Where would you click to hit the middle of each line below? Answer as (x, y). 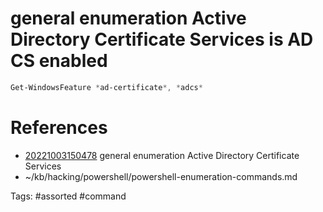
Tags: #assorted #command (68, 196)
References (59, 128)
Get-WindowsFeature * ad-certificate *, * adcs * (106, 87)
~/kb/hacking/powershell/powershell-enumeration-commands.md (161, 176)
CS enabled (59, 61)
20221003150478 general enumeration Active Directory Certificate (162, 155)
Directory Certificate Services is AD (162, 39)
